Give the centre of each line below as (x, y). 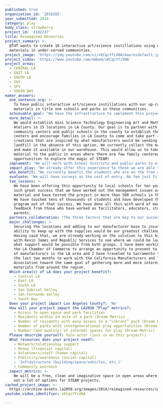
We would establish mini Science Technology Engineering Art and (81, 123)
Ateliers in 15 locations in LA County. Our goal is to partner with (86, 127)
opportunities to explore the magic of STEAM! (62, 159)
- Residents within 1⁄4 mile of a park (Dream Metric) (69, 317)
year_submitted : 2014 (27, 18)
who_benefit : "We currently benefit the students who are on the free (82, 172)
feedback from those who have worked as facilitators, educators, (82, 209)
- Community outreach (35, 367)
